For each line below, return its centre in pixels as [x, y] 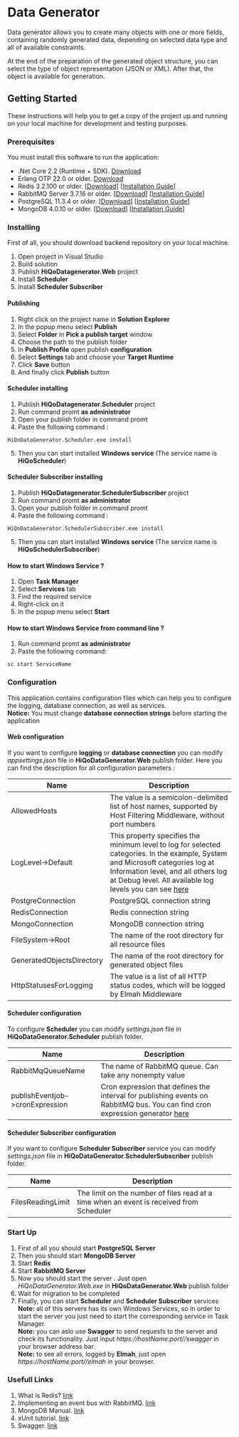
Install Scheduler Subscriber [60, 287]
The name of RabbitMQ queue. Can [160, 1067]
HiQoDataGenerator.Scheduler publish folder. [75, 1037]
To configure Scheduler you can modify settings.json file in [94, 1029]
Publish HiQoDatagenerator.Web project [78, 272]
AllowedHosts [34, 810]
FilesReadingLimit [41, 1202]
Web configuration [36, 737]
